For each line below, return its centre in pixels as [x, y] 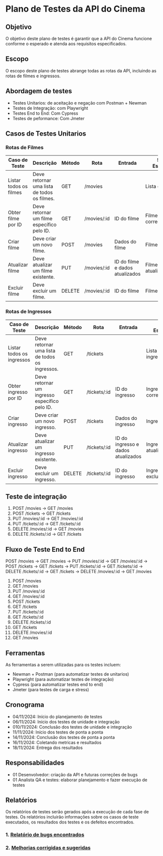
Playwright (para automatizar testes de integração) [63, 680]
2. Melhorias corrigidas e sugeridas [48, 848]
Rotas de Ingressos [29, 312]
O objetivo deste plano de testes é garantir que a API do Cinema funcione [79, 38]
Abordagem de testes [39, 91]
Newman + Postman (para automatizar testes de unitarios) [71, 674]
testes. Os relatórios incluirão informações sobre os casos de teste [72, 817]
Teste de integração [36, 497]
